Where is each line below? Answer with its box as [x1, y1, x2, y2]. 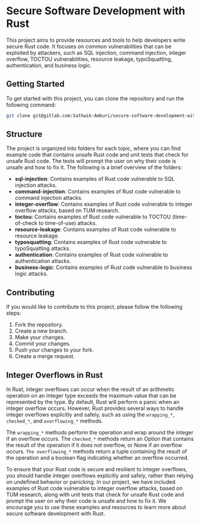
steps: [6, 309, 21, 317]
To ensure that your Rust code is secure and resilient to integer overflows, [6, 466, 187, 473]
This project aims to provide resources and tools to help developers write [6, 36, 186, 43]
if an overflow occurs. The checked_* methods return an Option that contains [6, 436, 194, 443]
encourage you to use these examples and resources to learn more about [6, 504, 186, 511]
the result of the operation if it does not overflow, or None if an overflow [6, 441, 183, 449]
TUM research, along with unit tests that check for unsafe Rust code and [6, 491, 185, 498]
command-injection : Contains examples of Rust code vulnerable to [14, 188, 181, 195]
